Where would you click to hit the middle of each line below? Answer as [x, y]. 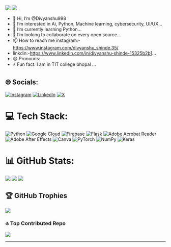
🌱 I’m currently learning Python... [47, 29]
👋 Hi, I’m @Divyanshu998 [39, 18]
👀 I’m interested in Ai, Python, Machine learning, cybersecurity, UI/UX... [88, 24]
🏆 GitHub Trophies [36, 196]
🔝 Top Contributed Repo [36, 224]
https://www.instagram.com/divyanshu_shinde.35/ [65, 48]
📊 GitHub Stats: [40, 160]
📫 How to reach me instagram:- [46, 40]
